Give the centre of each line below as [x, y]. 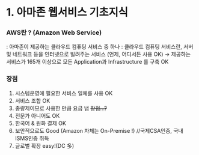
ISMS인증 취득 [32, 138]
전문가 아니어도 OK [37, 115]
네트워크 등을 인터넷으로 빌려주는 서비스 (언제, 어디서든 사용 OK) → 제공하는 [102, 54]
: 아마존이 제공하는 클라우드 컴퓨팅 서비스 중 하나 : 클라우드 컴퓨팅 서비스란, [94, 47]
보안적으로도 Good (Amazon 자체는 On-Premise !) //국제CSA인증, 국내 [99, 130]
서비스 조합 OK [32, 100]
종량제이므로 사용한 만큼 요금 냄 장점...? [61, 108]
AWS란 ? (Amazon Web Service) [54, 32]
